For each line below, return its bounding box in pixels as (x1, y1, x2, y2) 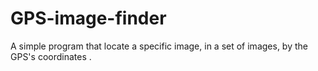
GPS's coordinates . (10, 50, 92, 62)
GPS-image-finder (10, 7, 167, 30)
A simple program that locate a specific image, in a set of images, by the (10, 40, 308, 52)
